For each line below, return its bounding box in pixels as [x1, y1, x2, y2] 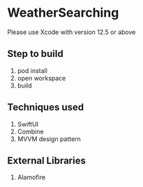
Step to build [7, 48, 64, 60]
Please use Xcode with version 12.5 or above [7, 28, 136, 36]
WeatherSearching [7, 5, 119, 21]
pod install [17, 66, 47, 74]
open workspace [17, 74, 66, 82]
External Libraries [7, 154, 86, 166]
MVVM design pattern [17, 134, 82, 143]
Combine [17, 127, 44, 136]
